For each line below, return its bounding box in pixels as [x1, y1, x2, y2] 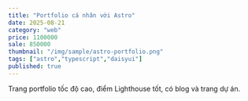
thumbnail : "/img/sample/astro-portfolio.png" [8, 48, 164, 56]
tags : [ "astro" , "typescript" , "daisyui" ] [8, 56, 143, 63]
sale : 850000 [8, 41, 51, 49]
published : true [8, 63, 61, 70]
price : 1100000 [8, 33, 58, 41]
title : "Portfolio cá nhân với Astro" [8, 11, 135, 20]
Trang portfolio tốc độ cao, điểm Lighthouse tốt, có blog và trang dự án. [8, 84, 241, 93]
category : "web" [8, 26, 61, 34]
